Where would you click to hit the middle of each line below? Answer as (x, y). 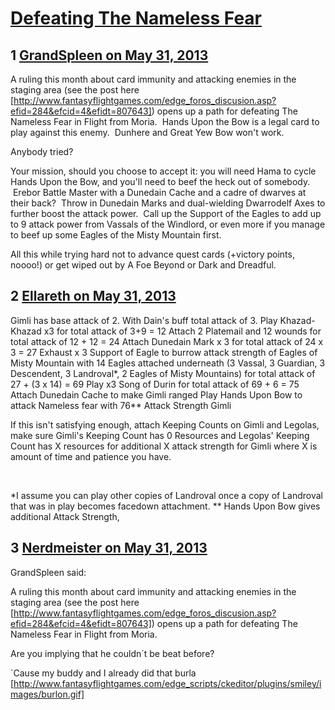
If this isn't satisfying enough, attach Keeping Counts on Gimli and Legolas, (165, 424)
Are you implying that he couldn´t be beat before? (112, 653)
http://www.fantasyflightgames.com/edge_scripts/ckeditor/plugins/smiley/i (167, 683)
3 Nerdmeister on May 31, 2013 (109, 548)
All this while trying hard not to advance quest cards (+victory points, (152, 254)
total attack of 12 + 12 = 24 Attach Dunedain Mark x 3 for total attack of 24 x (167, 341)
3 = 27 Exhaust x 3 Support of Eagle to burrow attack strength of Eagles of (164, 352)
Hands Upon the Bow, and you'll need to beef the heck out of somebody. (160, 181)
